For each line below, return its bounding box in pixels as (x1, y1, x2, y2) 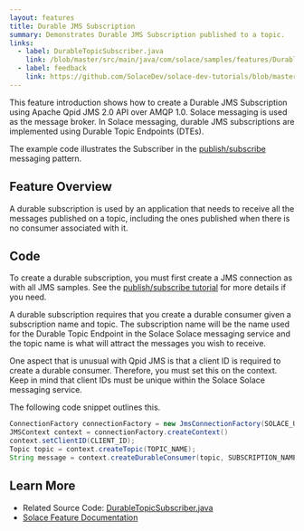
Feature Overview (9, 179, 113, 194)
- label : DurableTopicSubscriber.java (17, 47, 165, 56)
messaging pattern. (9, 153, 82, 164)
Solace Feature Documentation (22, 512, 138, 523)
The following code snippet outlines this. (9, 402, 161, 412)
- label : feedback (17, 64, 88, 73)
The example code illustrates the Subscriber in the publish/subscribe (9, 143, 267, 154)
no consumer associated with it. (9, 223, 128, 233)
